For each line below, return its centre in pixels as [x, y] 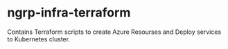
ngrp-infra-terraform [69, 13]
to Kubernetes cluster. [39, 39]
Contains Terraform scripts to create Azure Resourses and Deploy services [114, 32]
